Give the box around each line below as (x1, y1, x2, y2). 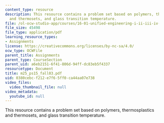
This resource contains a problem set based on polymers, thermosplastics (5, 107, 155, 113)
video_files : (5, 80, 32, 85)
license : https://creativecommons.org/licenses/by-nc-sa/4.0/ (5, 44, 134, 49)
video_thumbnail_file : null (9, 84, 67, 90)
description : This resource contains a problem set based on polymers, (5, 12, 154, 17)
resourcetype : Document (5, 67, 54, 72)
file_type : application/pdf (5, 30, 62, 35)
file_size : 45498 (5, 25, 41, 30)
